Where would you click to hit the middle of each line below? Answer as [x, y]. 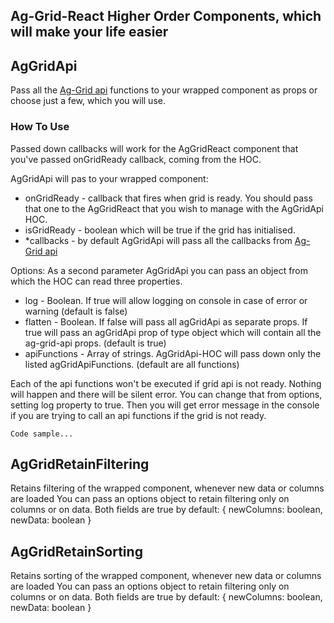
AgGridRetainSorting [76, 551]
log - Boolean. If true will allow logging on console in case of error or [166, 300]
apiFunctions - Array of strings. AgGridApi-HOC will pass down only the [173, 353]
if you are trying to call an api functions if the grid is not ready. [138, 415]
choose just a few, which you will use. [88, 101]
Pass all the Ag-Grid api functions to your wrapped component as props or [164, 90]
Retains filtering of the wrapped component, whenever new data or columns [167, 488]
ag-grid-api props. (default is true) [95, 343]
